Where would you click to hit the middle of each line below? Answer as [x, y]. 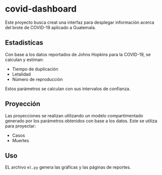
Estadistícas [24, 43]
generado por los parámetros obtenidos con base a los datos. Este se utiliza [81, 121]
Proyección [23, 104]
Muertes [20, 140]
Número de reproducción [37, 79]
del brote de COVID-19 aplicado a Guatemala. [51, 27]
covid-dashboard [41, 9]
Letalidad [21, 74]
